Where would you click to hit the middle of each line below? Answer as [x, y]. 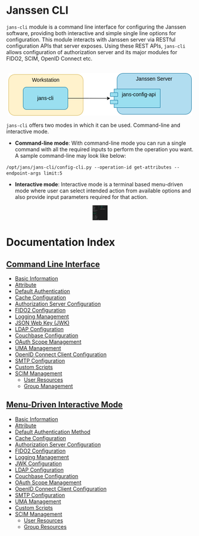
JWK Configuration [38, 463]
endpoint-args [24, 173]
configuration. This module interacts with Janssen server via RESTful [91, 39]
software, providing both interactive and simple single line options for [91, 33]
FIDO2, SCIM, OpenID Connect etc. [49, 58]
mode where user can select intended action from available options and [103, 191]
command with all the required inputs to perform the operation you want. [104, 149]
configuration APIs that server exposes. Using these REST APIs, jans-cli [96, 46]
